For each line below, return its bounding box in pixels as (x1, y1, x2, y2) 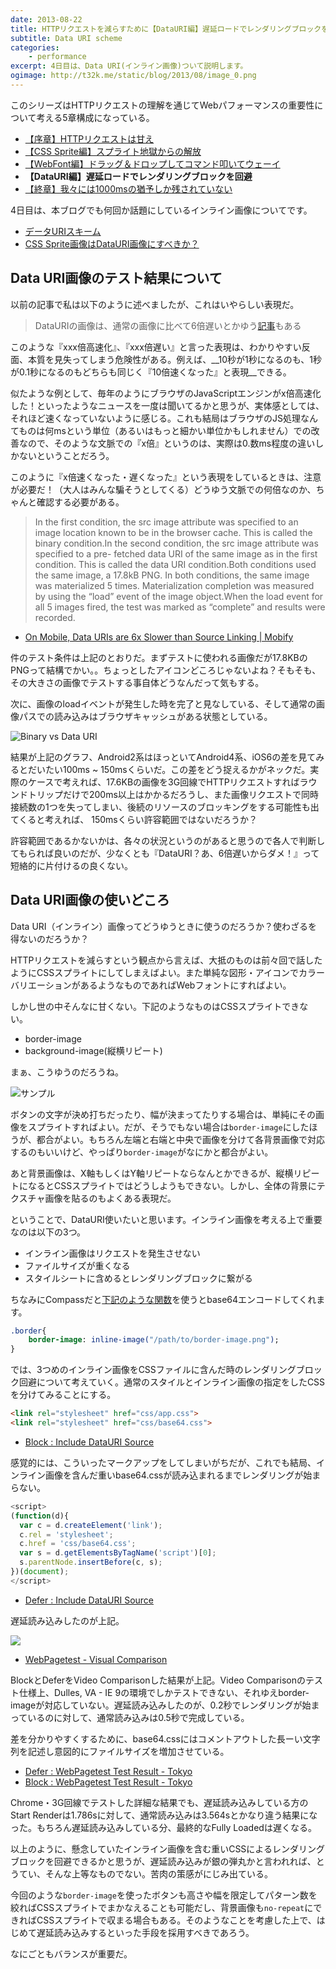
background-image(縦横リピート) (24, 1044, 163, 1056)
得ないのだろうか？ (10, 932, 90, 945)
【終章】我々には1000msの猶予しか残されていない (24, 182, 233, 195)
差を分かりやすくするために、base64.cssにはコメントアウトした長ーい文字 (10, 1732, 321, 1745)
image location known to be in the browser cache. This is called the (34, 526, 313, 538)
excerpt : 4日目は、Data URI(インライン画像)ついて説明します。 (10, 61, 248, 71)
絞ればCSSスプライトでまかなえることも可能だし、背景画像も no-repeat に (10, 1901, 314, 1913)
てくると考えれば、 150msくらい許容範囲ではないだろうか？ (10, 813, 258, 825)
